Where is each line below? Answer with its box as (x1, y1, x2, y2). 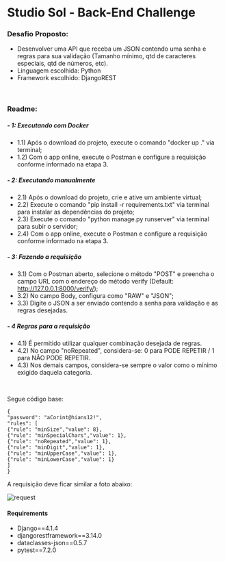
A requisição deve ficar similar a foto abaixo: (7, 480, 133, 488)
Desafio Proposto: (7, 29, 68, 39)
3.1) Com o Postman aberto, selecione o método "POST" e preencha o (16, 270, 215, 278)
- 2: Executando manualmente (7, 176, 96, 184)
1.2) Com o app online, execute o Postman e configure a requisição (16, 153, 207, 162)
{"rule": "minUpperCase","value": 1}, (7, 450, 118, 457)
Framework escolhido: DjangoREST (16, 74, 117, 82)
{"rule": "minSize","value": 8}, (7, 426, 103, 433)
